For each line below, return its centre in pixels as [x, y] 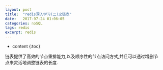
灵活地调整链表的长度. [36, 62]
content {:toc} [26, 46]
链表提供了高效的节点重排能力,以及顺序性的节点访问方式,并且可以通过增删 [80, 56]
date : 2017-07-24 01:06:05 [35, 19]
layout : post [18, 10]
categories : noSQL [24, 23]
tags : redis [17, 28]
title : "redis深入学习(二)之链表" [39, 14]
